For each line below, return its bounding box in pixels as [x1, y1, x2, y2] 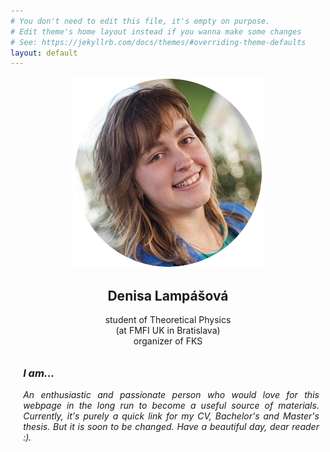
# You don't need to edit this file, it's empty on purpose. [10, 16, 271, 26]
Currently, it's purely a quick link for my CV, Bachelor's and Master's [23, 410, 320, 422]
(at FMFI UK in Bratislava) [115, 325, 221, 337]
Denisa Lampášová [107, 287, 229, 304]
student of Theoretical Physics [104, 314, 232, 326]
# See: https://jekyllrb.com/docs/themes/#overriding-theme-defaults [10, 37, 307, 47]
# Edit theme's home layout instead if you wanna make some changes [10, 26, 302, 37]
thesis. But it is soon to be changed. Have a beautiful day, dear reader [23, 421, 320, 433]
